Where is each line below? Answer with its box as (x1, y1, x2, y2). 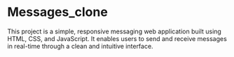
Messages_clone (7, 4, 109, 20)
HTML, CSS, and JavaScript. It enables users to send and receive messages (7, 34, 228, 42)
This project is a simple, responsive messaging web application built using (7, 27, 222, 35)
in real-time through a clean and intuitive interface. (7, 42, 153, 50)
